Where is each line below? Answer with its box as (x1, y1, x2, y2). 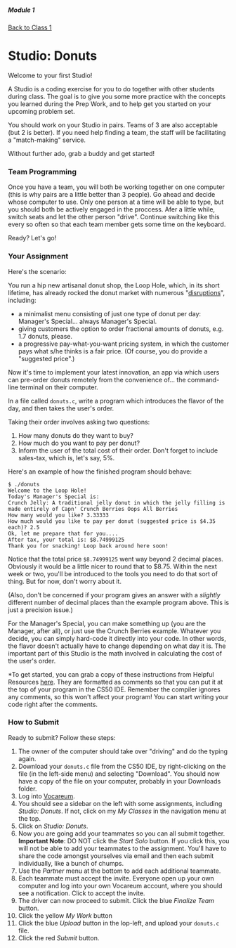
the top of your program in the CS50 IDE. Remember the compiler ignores (8, 685, 221, 694)
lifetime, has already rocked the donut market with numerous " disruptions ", (8, 288, 225, 297)
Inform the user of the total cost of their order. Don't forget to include (18, 446, 218, 455)
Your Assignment (8, 252, 69, 261)
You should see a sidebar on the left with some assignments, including (18, 799, 223, 807)
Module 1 (8, 6, 35, 14)
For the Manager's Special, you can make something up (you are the (8, 619, 206, 628)
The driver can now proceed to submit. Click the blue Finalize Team (18, 896, 215, 904)
